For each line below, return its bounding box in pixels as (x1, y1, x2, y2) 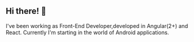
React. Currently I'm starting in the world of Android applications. (5, 29, 169, 36)
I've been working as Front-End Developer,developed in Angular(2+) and (5, 22, 189, 29)
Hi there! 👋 (5, 6, 47, 16)
